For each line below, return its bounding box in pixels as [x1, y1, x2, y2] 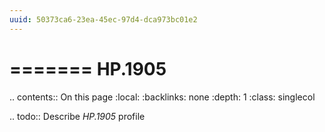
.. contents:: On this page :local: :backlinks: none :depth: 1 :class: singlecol [9, 91, 316, 103]
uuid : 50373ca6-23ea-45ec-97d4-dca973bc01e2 [9, 14, 198, 25]
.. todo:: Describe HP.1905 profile [9, 110, 146, 122]
